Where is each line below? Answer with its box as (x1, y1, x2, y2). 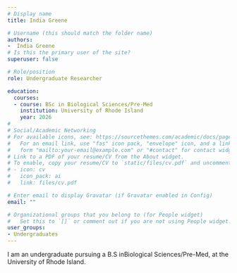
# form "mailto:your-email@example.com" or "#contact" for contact (7, 146, 217, 153)
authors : (7, 36, 33, 43)
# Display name (7, 10, 52, 18)
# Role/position (7, 68, 55, 75)
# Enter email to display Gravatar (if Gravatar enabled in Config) (7, 191, 213, 199)
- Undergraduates (7, 231, 59, 238)
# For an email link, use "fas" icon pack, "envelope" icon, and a (7, 140, 217, 147)
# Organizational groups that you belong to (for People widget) (7, 211, 203, 218)
